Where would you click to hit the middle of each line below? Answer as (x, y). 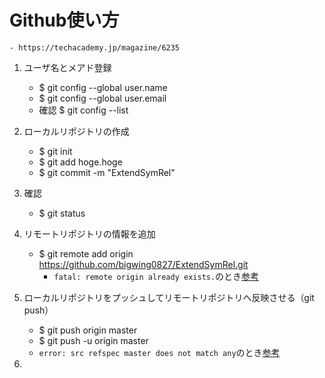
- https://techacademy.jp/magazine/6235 (95, 47)
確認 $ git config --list (83, 110)
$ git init (55, 151)
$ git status (62, 213)
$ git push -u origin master (93, 340)
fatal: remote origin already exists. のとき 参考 (156, 276)
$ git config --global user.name (103, 87)
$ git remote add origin (86, 253)
